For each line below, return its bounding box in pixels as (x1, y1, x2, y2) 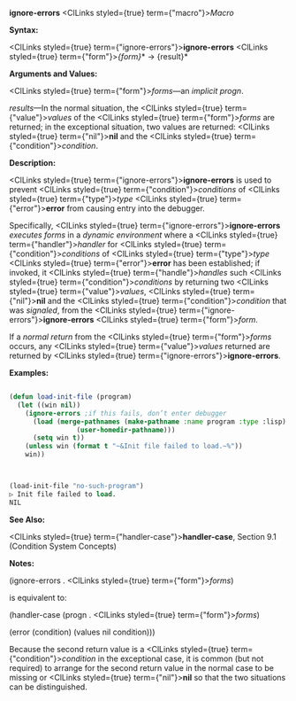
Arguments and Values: (9, 68, 98, 79)
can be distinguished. (9, 682, 88, 692)
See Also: (9, 514, 46, 525)
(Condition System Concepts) (9, 541, 118, 551)
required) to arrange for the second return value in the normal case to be (9, 662, 274, 673)
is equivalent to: (9, 592, 67, 603)
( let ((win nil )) (17, 401, 81, 409)
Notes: (9, 557, 35, 568)
